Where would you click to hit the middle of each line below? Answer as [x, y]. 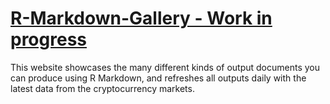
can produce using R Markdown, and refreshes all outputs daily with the [158, 78]
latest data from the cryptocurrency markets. [102, 88]
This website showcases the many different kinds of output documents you [165, 67]
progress [48, 39]
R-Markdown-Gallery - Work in [141, 18]
